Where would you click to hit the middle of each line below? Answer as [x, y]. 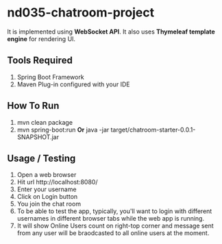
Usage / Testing [41, 158]
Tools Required [40, 61]
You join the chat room [49, 204]
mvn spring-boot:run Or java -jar [63, 130]
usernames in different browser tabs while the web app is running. [110, 219]
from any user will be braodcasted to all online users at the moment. [113, 233]
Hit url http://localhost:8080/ [57, 182]
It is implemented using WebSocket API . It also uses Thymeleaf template [111, 32]
